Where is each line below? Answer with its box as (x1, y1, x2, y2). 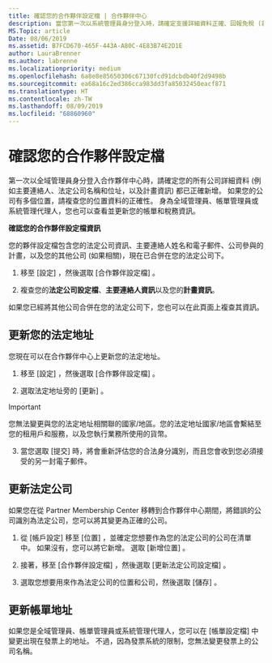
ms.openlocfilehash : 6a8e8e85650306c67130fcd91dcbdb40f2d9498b (8, 72, 227, 80)
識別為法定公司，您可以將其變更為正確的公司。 (15, 515, 172, 525)
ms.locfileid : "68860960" (8, 110, 96, 118)
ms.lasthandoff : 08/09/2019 (8, 102, 104, 110)
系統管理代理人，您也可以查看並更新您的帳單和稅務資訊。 (8, 206, 200, 216)
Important (8, 402, 41, 412)
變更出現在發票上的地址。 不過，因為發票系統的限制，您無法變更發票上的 (8, 636, 252, 646)
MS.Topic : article (8, 27, 70, 35)
